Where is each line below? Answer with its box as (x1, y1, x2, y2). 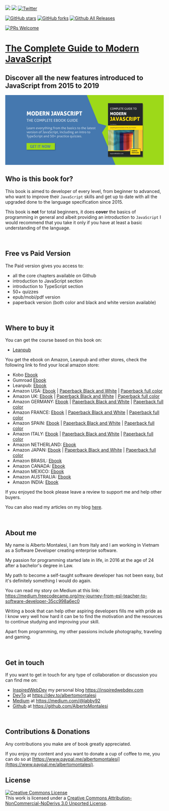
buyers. (5, 494, 21, 500)
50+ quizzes (12, 289, 39, 295)
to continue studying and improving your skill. (5, 619, 100, 625)
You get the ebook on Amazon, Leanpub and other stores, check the (5, 357, 147, 363)
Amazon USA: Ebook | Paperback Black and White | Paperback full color (12, 388, 163, 394)
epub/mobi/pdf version (12, 294, 60, 300)
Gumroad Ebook (12, 377, 47, 384)
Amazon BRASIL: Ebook (12, 458, 62, 464)
